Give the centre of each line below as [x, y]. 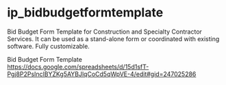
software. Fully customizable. [49, 46]
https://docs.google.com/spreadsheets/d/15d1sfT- [78, 66]
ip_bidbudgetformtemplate [85, 13]
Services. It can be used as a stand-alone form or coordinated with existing [113, 38]
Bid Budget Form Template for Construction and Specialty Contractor [104, 32]
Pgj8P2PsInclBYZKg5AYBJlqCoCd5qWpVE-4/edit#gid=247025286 [102, 74]
